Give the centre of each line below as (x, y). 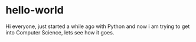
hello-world (35, 10)
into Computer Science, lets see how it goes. (60, 32)
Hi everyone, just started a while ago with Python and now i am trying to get (98, 26)
